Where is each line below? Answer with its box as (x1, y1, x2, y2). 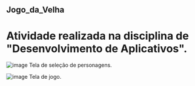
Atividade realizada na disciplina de (6, 29, 189, 43)
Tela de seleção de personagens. (29, 61, 112, 69)
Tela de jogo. (29, 73, 62, 81)
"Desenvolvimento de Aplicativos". (6, 41, 188, 55)
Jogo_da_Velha (6, 5, 65, 15)
